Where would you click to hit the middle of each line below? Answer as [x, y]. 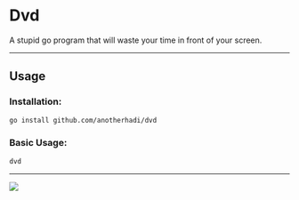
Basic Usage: [38, 143]
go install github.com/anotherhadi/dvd [83, 120]
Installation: [36, 101]
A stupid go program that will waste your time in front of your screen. [136, 40]
